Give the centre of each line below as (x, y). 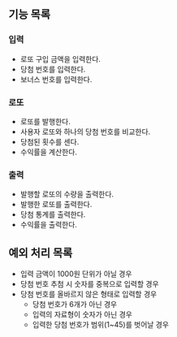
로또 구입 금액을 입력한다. (60, 58)
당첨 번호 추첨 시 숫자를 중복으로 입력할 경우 (90, 284)
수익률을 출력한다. (48, 225)
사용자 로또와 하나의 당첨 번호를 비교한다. (85, 132)
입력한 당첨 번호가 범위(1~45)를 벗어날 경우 (100, 325)
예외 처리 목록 (41, 253)
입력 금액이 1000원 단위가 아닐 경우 (76, 274)
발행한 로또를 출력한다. (56, 205)
